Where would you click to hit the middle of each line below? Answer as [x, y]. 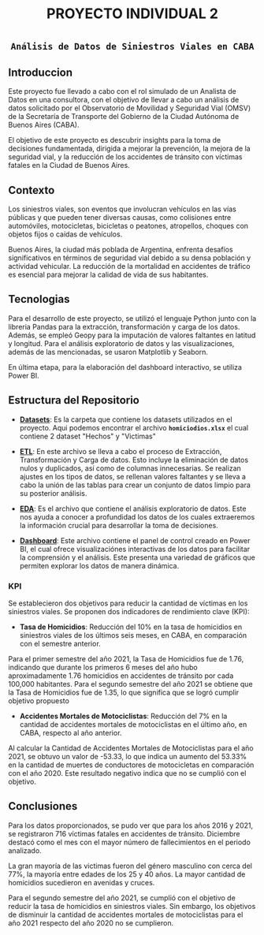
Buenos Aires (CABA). [44, 125]
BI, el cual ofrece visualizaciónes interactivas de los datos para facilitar [135, 549]
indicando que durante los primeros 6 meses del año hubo [103, 667]
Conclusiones [43, 806]
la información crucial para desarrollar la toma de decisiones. [119, 525]
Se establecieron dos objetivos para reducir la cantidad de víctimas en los [128, 603]
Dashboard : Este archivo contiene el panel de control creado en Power [135, 540]
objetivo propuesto [39, 700]
